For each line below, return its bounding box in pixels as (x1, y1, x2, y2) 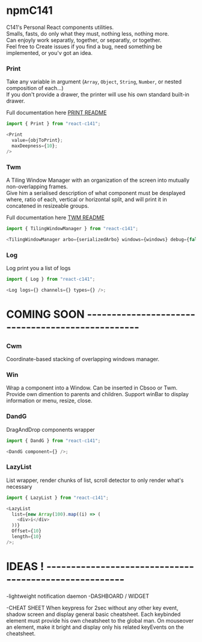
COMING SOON (6, 307, 85, 321)
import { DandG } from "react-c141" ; (6, 437, 101, 444)
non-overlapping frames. (6, 182, 68, 190)
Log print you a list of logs (6, 264, 71, 272)
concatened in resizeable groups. (6, 202, 89, 209)
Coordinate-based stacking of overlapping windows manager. (6, 356, 160, 363)
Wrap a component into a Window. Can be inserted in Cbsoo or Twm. (6, 384, 178, 391)
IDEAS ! (6, 560, 44, 574)
